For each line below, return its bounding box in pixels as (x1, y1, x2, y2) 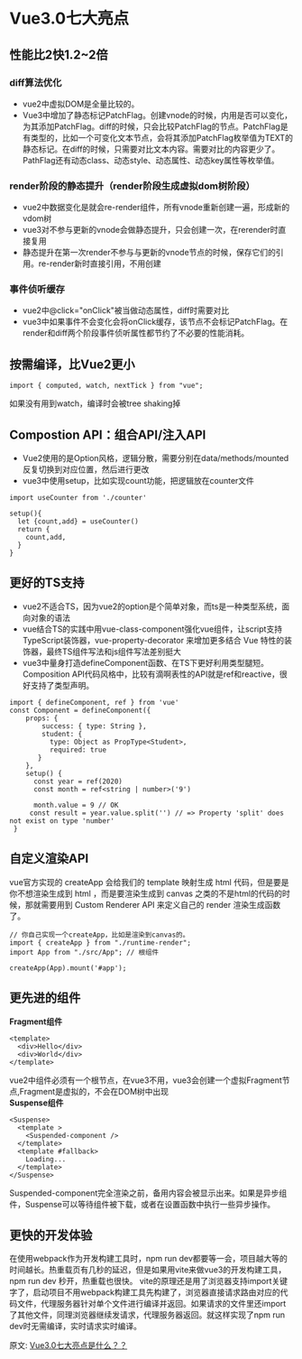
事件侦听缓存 (9, 283, 66, 296)
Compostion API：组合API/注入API (9, 427, 206, 442)
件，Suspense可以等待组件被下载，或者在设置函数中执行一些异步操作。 (9, 1198, 276, 1209)
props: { (25, 714, 59, 723)
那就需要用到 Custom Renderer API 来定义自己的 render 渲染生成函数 (24, 899, 281, 910)
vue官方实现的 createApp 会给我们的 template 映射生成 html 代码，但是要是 (9, 876, 289, 887)
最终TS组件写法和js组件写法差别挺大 (46, 646, 182, 657)
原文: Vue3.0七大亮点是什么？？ (9, 1340, 128, 1351)
